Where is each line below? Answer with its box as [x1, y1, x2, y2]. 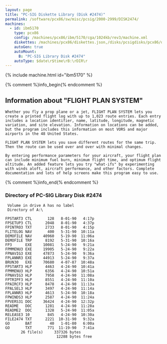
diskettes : [14, 40, 37, 45]
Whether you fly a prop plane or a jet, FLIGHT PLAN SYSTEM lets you [5, 109, 153, 115]
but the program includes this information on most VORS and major [5, 127, 148, 132]
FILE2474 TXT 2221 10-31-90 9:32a [5, 317, 94, 322]
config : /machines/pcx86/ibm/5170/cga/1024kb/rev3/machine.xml [14, 35, 148, 40]
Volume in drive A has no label [7, 203, 75, 208]
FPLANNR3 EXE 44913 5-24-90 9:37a [5, 256, 94, 261]
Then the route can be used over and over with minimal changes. [5, 144, 143, 150]
